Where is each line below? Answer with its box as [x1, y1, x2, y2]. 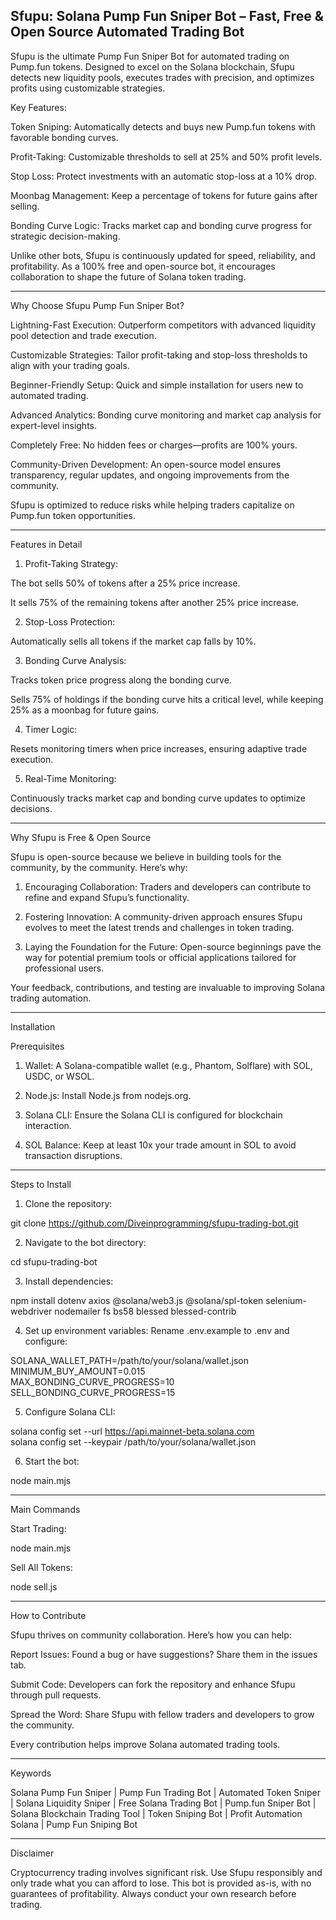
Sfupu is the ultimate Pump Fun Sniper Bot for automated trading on [10, 50, 290, 62]
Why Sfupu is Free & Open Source [10, 831, 152, 843]
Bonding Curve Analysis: [24, 654, 127, 666]
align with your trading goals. [10, 359, 130, 371]
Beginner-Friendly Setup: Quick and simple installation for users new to [10, 379, 304, 391]
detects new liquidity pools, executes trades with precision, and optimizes [10, 71, 315, 83]
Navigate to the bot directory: [24, 1236, 147, 1248]
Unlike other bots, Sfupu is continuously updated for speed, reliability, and [10, 249, 316, 261]
